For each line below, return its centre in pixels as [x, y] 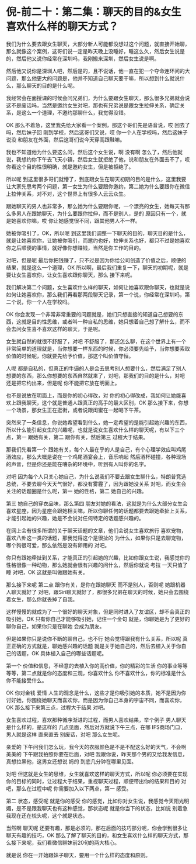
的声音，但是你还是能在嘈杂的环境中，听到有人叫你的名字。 [78, 464]
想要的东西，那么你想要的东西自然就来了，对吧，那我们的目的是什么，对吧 [95, 375]
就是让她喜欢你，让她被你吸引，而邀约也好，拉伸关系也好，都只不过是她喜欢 [98, 240]
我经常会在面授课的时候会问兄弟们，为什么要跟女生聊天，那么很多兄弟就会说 [98, 98]
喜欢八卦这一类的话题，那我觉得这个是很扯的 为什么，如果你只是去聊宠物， [96, 538]
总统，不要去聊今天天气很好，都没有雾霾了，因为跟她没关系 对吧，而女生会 [96, 483]
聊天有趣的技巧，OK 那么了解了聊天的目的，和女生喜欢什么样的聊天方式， [95, 835]
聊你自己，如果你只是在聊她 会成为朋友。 [55, 626]
